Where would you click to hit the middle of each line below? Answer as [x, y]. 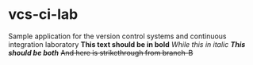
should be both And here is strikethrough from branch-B [101, 52]
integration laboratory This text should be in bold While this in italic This [127, 44]
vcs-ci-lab [43, 14]
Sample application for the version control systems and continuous [118, 36]
